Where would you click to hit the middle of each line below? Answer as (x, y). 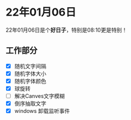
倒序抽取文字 (30, 104)
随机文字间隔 (30, 66)
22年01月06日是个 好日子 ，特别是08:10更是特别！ (66, 30)
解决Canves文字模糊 (40, 96)
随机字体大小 (30, 73)
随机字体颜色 (30, 81)
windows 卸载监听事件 (42, 111)
